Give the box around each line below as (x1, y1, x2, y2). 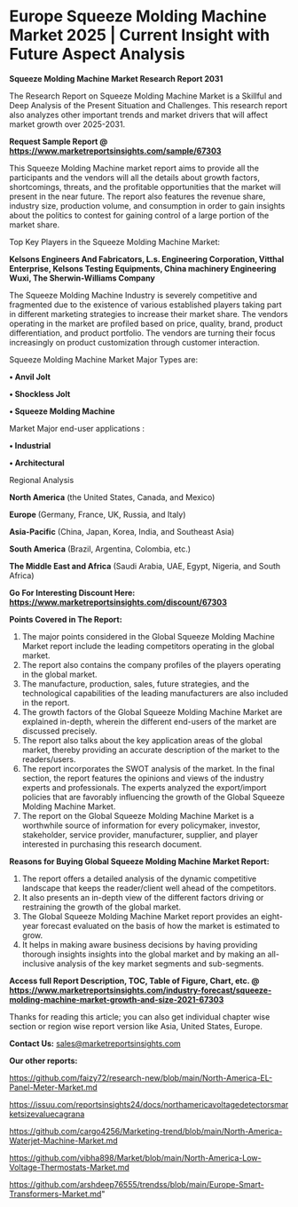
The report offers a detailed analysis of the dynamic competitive (21, 873, 257, 884)
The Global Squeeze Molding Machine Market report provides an (21, 910, 260, 921)
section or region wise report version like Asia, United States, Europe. (9, 1020, 263, 1031)
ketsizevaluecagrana (9, 1108, 85, 1119)
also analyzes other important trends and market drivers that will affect (9, 109, 269, 120)
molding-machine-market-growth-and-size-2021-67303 (9, 994, 224, 1005)
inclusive (21, 957, 55, 969)
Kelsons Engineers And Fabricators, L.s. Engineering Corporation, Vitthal (9, 253, 285, 264)
